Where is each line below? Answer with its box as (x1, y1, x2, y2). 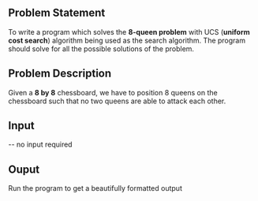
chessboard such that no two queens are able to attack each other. (8, 96, 226, 106)
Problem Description (8, 67, 112, 80)
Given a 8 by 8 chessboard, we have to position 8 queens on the (8, 87, 219, 97)
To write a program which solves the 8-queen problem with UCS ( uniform (8, 27, 250, 36)
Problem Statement (8, 6, 106, 20)
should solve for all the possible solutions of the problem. (8, 43, 195, 54)
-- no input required (8, 140, 73, 149)
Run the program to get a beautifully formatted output (8, 184, 183, 193)
